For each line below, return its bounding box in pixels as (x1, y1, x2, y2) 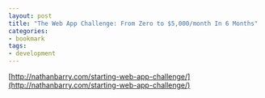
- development (8, 49, 57, 58)
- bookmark (8, 34, 45, 43)
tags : (8, 42, 27, 50)
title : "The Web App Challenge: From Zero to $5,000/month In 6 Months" (8, 19, 259, 28)
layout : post (8, 11, 53, 20)
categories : (8, 27, 48, 35)
